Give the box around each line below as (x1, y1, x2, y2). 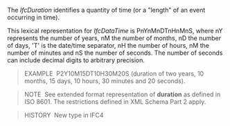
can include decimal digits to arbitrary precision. (7, 56, 145, 64)
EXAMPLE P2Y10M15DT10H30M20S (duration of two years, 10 (24, 69, 204, 78)
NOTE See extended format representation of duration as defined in (24, 90, 221, 98)
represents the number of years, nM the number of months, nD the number (7, 34, 222, 42)
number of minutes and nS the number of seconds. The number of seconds (7, 48, 223, 57)
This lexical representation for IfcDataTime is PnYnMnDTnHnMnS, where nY (7, 27, 223, 35)
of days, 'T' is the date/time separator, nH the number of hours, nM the (7, 42, 210, 49)
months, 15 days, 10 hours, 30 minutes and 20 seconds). (24, 77, 186, 85)
